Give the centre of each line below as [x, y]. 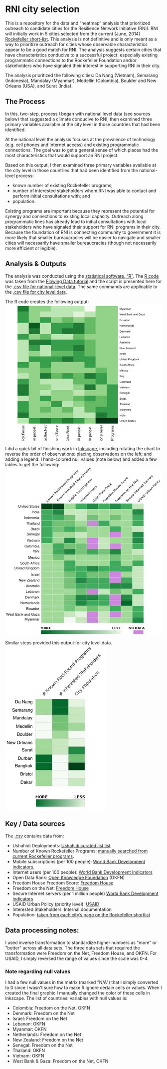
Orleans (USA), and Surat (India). [39, 86]
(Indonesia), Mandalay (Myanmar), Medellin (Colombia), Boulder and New [81, 81]
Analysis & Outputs [36, 264]
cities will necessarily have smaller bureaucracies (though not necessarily [81, 243]
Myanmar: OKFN [29, 1029]
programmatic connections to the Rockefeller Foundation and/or [71, 60]
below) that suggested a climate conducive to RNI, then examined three [79, 119]
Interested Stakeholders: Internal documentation [62, 909]
